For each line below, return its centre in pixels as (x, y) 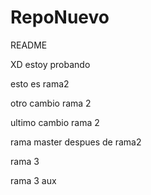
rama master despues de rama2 (76, 142)
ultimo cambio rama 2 (55, 122)
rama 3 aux (33, 180)
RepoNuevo (60, 17)
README (29, 45)
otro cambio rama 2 (51, 103)
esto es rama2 (40, 83)
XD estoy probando (50, 64)
